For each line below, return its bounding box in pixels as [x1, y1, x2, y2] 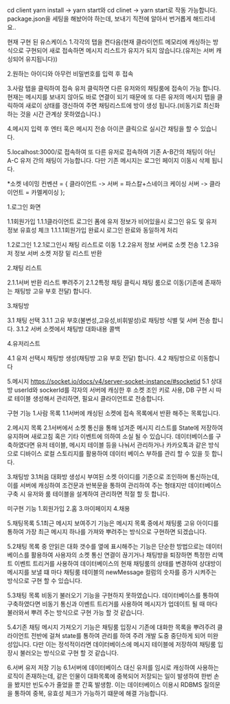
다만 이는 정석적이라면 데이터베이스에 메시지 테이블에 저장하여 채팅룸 [32, 640, 216, 648]
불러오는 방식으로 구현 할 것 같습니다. [19, 649, 119, 657]
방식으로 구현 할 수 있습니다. [7, 577, 82, 584]
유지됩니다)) [25, 55, 58, 63]
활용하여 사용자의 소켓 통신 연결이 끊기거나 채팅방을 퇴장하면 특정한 [30, 551, 211, 559]
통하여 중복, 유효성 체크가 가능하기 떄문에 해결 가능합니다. [14, 690, 168, 697]
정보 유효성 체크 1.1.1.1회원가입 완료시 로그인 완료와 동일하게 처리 [7, 226, 179, 234]
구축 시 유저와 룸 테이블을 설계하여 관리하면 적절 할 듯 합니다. [7, 490, 170, 498]
